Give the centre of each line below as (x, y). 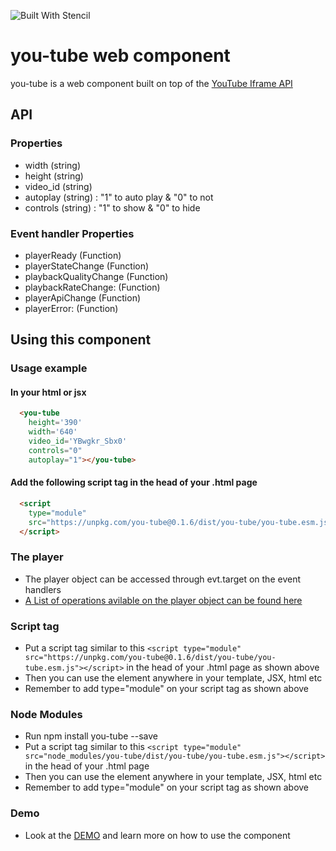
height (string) (54, 176)
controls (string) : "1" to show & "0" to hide (112, 207)
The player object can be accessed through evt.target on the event (162, 579)
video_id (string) (58, 186)
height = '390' (55, 423)
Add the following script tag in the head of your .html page (134, 482)
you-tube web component (120, 56)
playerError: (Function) (71, 308)
